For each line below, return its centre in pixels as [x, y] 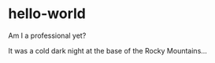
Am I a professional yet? [47, 35]
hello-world [47, 14]
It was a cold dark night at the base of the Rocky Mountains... [107, 50]
